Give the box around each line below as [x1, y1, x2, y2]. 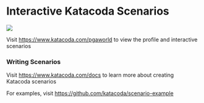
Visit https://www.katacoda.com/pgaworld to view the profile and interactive [6, 35, 198, 43]
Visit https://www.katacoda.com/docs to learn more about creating [6, 71, 174, 79]
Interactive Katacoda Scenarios [6, 4, 169, 18]
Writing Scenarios [6, 57, 61, 66]
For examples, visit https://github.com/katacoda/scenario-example [6, 90, 174, 97]
